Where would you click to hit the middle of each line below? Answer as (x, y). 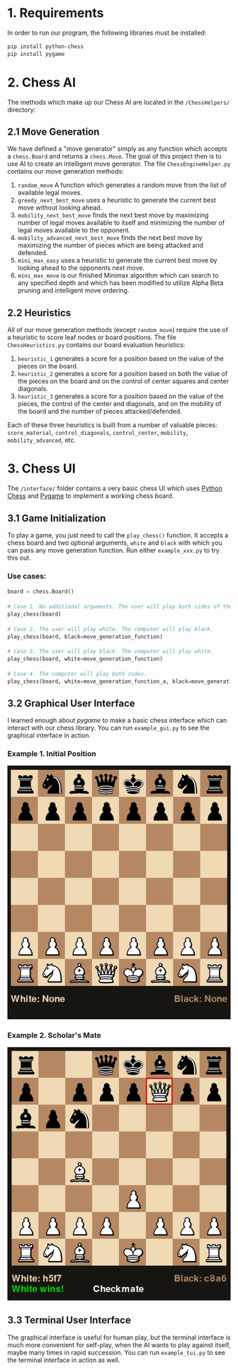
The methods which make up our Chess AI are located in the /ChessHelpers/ (119, 102)
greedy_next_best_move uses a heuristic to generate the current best (117, 200)
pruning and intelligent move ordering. (73, 290)
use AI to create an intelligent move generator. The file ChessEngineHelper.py (119, 164)
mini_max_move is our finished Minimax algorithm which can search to (118, 276)
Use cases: (27, 576)
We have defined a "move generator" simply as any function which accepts (118, 149)
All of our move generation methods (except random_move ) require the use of (118, 330)
